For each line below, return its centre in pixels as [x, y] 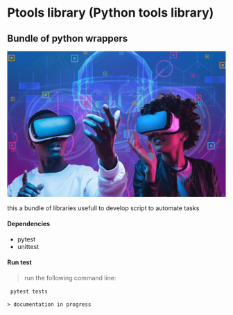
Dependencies [29, 224]
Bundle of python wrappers [68, 39]
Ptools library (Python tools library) [111, 13]
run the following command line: [70, 278]
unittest [28, 246]
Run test [20, 262]
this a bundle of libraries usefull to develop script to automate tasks [103, 208]
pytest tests [29, 292]
